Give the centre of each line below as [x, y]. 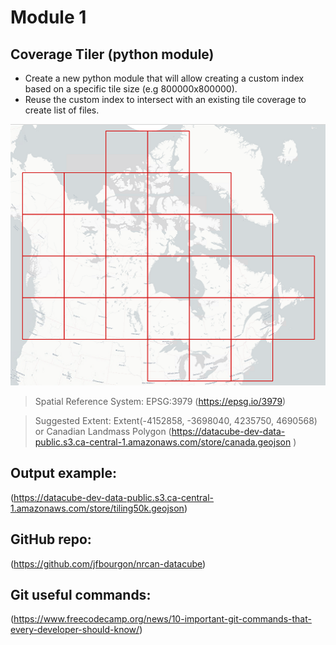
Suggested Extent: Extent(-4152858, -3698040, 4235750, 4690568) [176, 421]
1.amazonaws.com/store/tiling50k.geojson [97, 508]
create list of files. [62, 110]
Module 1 [48, 17]
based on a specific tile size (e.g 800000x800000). [131, 89]
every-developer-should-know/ [75, 630]
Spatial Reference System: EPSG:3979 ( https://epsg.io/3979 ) [160, 402]
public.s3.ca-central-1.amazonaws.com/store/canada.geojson [163, 442]
